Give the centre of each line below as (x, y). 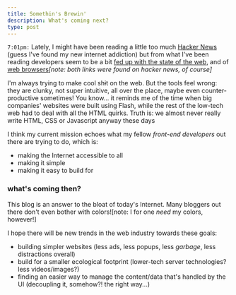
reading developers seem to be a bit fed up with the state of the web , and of (118, 62)
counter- (214, 91)
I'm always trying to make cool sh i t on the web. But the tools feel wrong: (112, 83)
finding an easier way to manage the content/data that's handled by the (122, 277)
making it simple (41, 163)
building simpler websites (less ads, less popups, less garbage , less (117, 246)
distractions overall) (46, 254)
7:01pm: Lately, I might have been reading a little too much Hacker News (112, 47)
